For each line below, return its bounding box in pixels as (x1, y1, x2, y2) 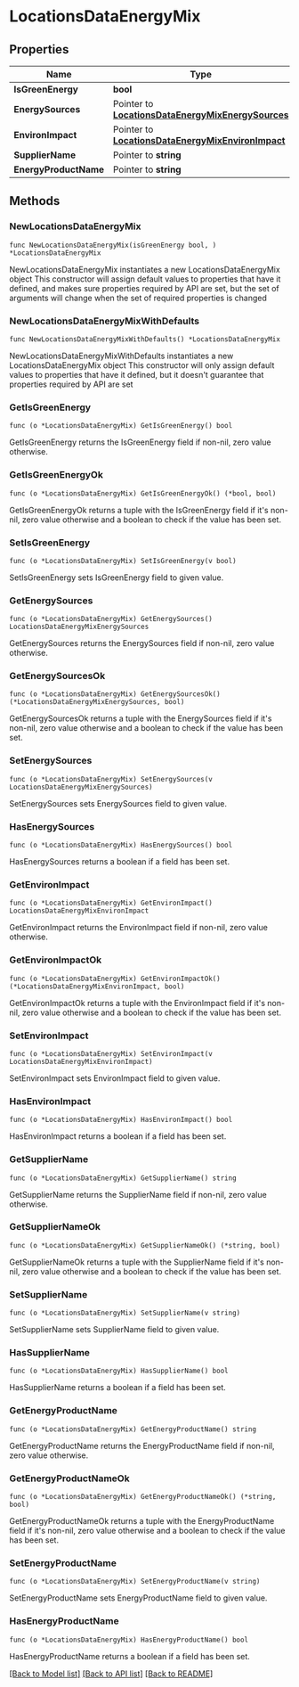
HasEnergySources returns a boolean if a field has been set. (9, 856, 230, 867)
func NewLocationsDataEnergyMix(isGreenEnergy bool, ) (9, 241, 217, 250)
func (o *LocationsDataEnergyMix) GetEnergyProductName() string (9, 1424, 256, 1434)
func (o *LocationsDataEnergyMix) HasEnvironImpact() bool (9, 1116, 233, 1125)
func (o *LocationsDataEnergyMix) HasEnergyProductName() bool (9, 1635, 249, 1644)
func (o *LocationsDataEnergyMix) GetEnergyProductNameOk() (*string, (9, 1493, 277, 1502)
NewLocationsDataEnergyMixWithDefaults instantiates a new (9, 350, 234, 361)
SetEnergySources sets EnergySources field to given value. (9, 798, 227, 808)
